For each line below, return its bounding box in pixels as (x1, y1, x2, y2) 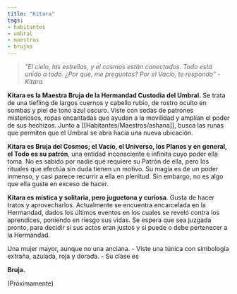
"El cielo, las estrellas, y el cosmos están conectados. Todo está (24, 63, 213, 71)
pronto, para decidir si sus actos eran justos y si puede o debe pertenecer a (7, 223, 228, 231)
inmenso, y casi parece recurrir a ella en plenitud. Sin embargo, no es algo (7, 172, 224, 180)
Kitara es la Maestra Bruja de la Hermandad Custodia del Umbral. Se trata (7, 91, 226, 99)
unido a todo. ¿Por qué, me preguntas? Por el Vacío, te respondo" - (24, 70, 221, 78)
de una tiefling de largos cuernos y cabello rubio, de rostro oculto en (7, 99, 207, 106)
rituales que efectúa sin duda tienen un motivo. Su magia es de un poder (7, 165, 219, 173)
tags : (7, 17, 23, 24)
